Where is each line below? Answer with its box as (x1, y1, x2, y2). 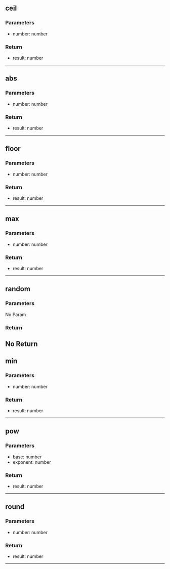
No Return (5, 339, 38, 348)
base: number (12, 454, 42, 460)
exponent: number (12, 459, 52, 465)
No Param (5, 311, 26, 318)
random (5, 285, 30, 293)
